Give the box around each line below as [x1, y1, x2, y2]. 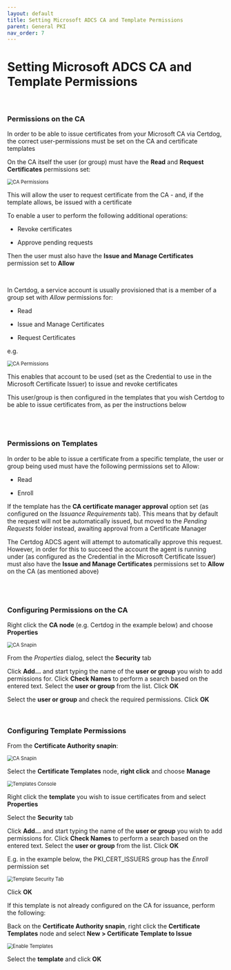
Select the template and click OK [7, 955, 102, 963]
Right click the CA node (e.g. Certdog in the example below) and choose [7, 621, 214, 629]
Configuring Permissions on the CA [7, 605, 128, 615]
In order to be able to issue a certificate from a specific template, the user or [7, 454, 224, 462]
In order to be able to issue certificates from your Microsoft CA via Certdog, [7, 129, 222, 138]
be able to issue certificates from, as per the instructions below [7, 401, 187, 409]
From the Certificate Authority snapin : [7, 742, 119, 750]
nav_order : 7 [7, 29, 45, 37]
